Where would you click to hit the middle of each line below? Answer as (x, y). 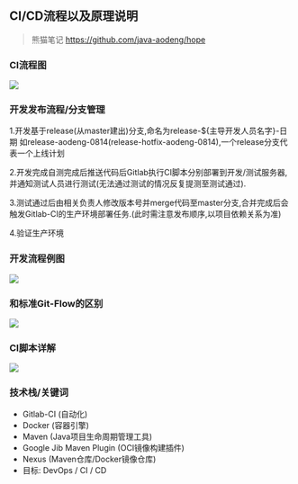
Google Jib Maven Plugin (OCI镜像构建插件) (103, 447)
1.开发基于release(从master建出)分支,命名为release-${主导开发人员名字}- (144, 131)
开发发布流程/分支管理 (57, 110)
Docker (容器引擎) (56, 425)
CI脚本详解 (33, 347)
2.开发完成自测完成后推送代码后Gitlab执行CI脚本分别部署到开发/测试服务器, (149, 173)
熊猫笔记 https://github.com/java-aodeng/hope (118, 40)
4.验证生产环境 (37, 233)
